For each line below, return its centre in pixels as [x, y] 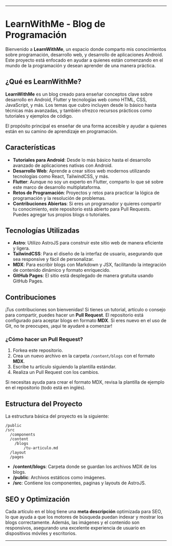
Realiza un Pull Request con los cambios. [56, 372]
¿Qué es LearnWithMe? [44, 82]
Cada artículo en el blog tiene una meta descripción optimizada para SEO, [84, 512]
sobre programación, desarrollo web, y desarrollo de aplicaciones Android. [84, 54]
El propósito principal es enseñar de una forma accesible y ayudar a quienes [86, 126]
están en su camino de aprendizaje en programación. [61, 131]
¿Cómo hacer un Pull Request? [44, 340]
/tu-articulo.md [41, 448]
